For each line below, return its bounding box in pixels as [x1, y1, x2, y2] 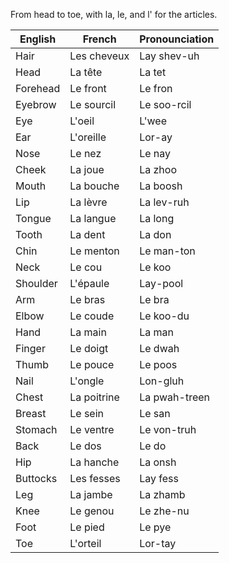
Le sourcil [69, 98, 117, 111]
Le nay [139, 147, 172, 160]
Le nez [69, 147, 102, 160]
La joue [69, 163, 105, 176]
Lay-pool [139, 277, 184, 290]
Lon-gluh [139, 374, 185, 388]
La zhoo [139, 163, 177, 176]
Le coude [69, 309, 115, 323]
